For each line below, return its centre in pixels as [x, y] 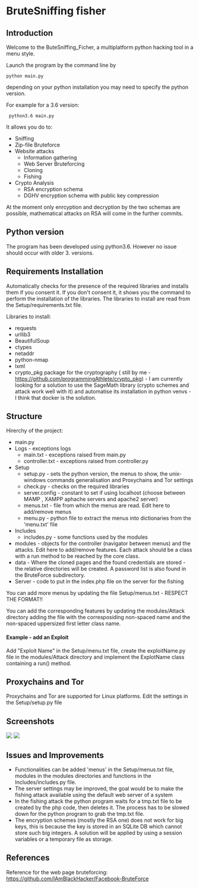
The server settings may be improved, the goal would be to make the [99, 788]
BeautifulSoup [32, 340]
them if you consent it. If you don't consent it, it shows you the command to [99, 292]
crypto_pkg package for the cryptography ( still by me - [83, 372]
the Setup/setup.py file [34, 703]
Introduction [30, 33]
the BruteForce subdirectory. [50, 575]
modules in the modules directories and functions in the [83, 776]
